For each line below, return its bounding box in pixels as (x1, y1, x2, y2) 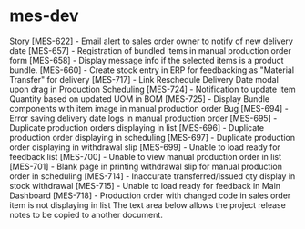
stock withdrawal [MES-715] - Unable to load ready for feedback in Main (9, 180, 280, 191)
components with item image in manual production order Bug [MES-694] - (9, 103, 289, 114)
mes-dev (9, 5, 79, 26)
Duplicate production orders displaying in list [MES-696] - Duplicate (9, 122, 265, 133)
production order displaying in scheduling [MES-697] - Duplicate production (9, 132, 296, 143)
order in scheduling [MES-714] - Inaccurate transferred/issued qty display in (9, 170, 296, 182)
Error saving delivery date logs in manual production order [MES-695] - (9, 113, 278, 124)
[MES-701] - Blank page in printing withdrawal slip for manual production (9, 161, 282, 172)
